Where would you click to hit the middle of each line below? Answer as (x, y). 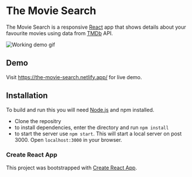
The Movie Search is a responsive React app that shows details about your (96, 27)
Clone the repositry (38, 121)
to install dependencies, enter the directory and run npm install (92, 127)
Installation (27, 96)
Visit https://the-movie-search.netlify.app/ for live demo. (74, 77)
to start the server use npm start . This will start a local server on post (98, 134)
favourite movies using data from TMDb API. (59, 33)
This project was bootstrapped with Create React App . (72, 168)
